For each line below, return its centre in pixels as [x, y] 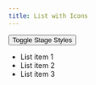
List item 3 [37, 74]
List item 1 [37, 57]
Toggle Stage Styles [42, 40]
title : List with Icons [48, 16]
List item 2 [37, 65]
